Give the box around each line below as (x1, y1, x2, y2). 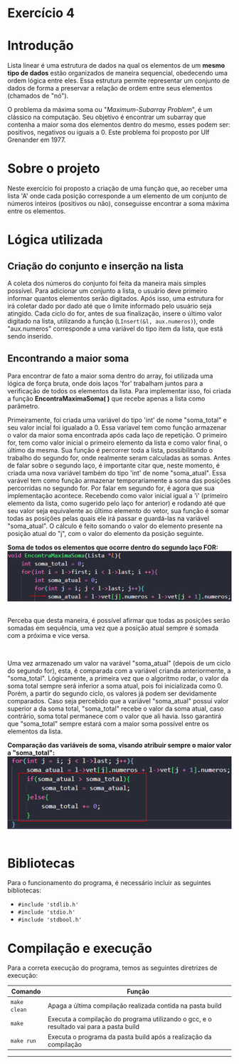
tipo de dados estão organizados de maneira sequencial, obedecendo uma (7, 69, 228, 78)
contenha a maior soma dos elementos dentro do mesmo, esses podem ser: (7, 120, 230, 129)
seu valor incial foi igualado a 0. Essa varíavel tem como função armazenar (7, 423, 227, 432)
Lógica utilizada (7, 232, 103, 248)
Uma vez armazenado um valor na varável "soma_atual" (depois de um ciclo (7, 658, 231, 667)
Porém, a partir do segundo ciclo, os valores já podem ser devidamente (7, 689, 217, 698)
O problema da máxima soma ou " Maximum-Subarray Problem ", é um (7, 105, 213, 114)
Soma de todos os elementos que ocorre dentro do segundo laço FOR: (7, 543, 218, 552)
